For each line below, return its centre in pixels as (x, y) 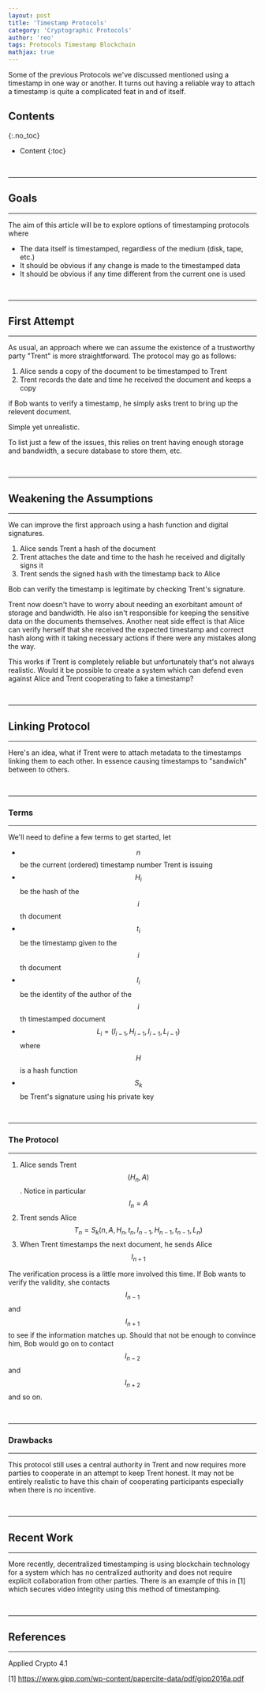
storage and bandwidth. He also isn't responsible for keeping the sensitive (129, 613)
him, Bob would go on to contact (61, 1344)
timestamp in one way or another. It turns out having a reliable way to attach (132, 83)
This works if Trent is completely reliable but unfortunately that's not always (131, 662)
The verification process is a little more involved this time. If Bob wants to (127, 1274)
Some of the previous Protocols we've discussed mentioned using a (119, 75)
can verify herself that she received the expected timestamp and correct (126, 630)
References (37, 1637)
